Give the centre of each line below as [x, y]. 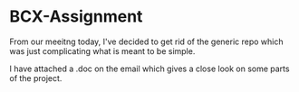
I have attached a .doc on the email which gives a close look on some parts [149, 69]
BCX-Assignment [76, 17]
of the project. [36, 78]
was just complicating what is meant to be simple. [102, 51]
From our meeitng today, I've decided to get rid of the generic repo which [146, 41]
